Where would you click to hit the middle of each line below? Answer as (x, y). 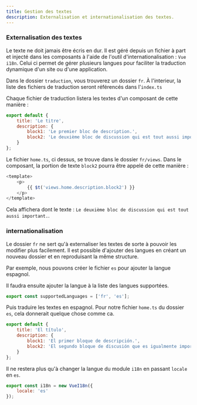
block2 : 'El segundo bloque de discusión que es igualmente (102, 346)
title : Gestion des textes (39, 11)
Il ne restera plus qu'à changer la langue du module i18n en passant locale (97, 369)
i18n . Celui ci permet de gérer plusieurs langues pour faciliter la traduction (96, 63)
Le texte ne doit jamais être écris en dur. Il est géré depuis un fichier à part (96, 50)
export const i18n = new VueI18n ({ (50, 386)
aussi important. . (28, 216)
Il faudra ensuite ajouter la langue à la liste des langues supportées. (87, 286)
